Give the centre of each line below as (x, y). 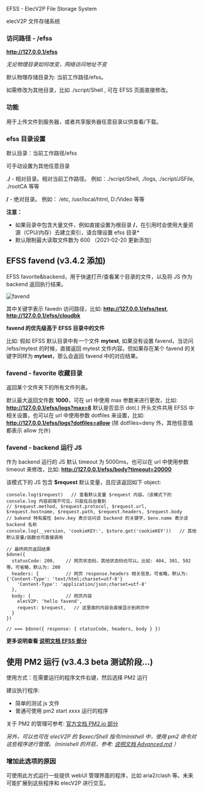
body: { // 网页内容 (52, 596)
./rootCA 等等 (23, 186)
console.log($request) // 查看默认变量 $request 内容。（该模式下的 (89, 495)
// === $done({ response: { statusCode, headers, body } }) (84, 629)
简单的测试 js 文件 (37, 703)
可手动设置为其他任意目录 (38, 166)
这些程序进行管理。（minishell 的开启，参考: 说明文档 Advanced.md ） (93, 744)
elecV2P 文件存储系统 (33, 21)
